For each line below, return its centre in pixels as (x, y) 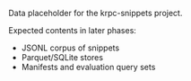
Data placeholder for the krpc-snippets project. (95, 13)
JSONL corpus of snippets (70, 48)
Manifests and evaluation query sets (88, 67)
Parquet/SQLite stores (62, 57)
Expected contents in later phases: (72, 30)
